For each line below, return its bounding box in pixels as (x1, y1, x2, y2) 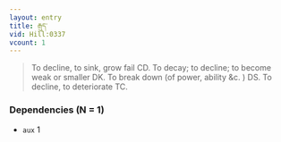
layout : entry (9, 13, 63, 22)
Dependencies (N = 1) (9, 104, 105, 116)
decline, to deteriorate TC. (30, 81, 128, 92)
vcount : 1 (9, 38, 47, 47)
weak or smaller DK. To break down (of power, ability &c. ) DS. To (30, 72, 273, 83)
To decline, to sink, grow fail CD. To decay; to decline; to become (30, 63, 271, 73)
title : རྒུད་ (9, 21, 47, 30)
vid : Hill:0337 (9, 29, 66, 38)
